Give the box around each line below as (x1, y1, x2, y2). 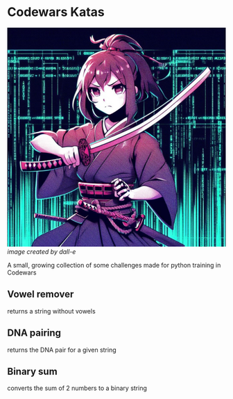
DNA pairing (7, 327, 61, 339)
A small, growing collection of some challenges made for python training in (7, 261, 221, 269)
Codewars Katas (7, 4, 105, 20)
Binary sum (7, 366, 58, 377)
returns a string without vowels (7, 307, 96, 315)
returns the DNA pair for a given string (7, 345, 116, 354)
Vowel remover (7, 288, 74, 300)
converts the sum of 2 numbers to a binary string (7, 384, 148, 393)
